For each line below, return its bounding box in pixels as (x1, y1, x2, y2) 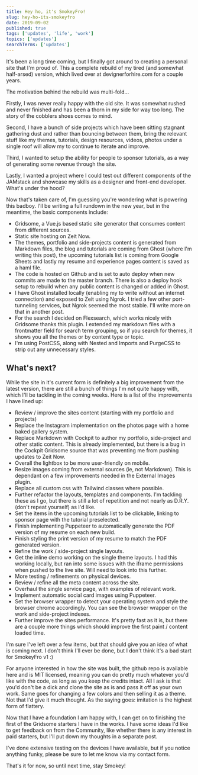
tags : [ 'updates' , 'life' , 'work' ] (6, 31, 94, 37)
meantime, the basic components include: (6, 208, 108, 216)
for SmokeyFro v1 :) (6, 653, 54, 660)
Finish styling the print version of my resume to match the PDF (14, 535, 167, 542)
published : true (6, 25, 46, 31)
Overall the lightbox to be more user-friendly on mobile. (14, 459, 150, 467)
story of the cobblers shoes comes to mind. (6, 112, 112, 119)
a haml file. (14, 264, 42, 271)
